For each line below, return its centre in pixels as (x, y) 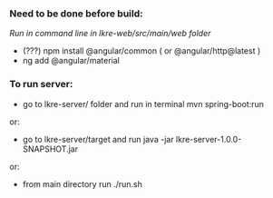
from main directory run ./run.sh (82, 183)
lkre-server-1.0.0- (209, 139)
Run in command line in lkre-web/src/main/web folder (110, 34)
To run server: (41, 84)
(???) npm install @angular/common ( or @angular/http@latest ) (141, 51)
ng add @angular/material (71, 61)
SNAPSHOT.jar (50, 149)
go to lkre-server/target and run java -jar (98, 139)
